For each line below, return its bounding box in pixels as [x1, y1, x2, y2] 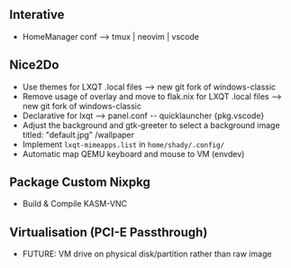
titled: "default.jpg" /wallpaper [22, 129, 135, 140]
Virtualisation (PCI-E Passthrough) [9, 225, 208, 240]
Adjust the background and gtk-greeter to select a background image [22, 119, 281, 130]
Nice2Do [9, 58, 59, 73]
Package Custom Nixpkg [9, 175, 150, 190]
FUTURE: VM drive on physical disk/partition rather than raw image [22, 248, 272, 260]
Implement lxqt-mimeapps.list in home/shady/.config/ [22, 139, 225, 150]
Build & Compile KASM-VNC [22, 199, 128, 209]
